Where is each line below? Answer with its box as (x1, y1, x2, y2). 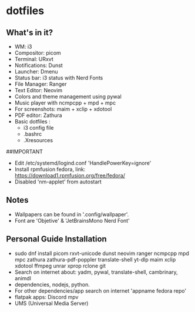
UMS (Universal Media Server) (14, 300, 89, 307)
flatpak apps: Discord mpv (14, 293, 79, 300)
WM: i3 (14, 43, 32, 50)
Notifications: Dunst (14, 62, 63, 69)
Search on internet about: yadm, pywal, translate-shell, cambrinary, (14, 269, 178, 276)
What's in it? (6, 28, 53, 38)
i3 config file (23, 125, 54, 131)
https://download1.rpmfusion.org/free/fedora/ (14, 172, 125, 179)
